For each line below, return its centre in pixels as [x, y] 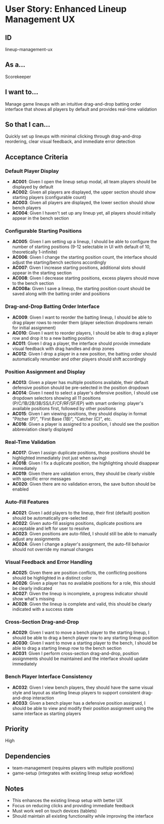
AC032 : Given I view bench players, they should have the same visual [82, 687]
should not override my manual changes [53, 549]
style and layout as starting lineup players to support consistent [76, 692]
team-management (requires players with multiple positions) [73, 768]
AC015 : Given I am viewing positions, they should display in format [79, 414]
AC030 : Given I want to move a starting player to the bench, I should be [85, 643]
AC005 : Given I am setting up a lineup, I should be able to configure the [85, 242]
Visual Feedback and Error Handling [49, 562]
